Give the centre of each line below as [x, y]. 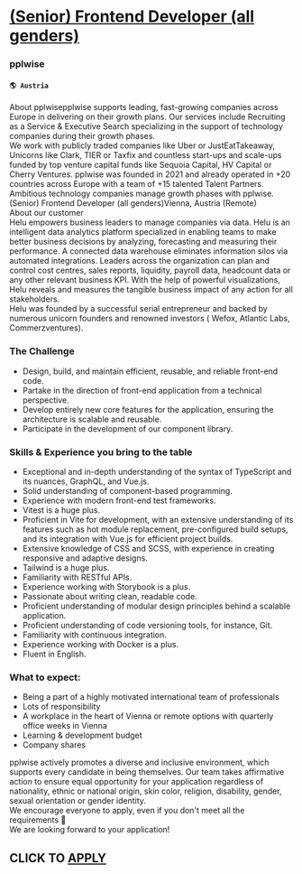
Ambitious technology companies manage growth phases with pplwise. [142, 194]
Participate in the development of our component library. [128, 428]
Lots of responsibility [61, 707]
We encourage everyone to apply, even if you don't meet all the [127, 811]
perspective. [46, 400]
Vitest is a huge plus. [61, 510]
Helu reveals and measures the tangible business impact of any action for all [151, 290]
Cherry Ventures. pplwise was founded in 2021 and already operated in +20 [150, 174]
